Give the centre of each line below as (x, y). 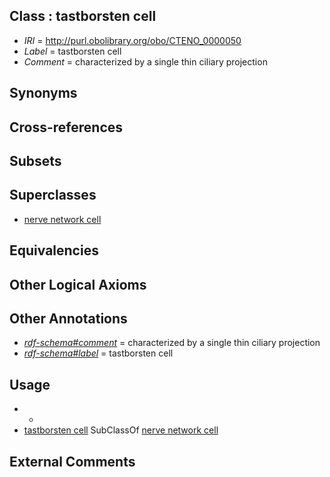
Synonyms (43, 93)
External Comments (72, 461)
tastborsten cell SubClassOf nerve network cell (121, 430)
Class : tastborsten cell (83, 16)
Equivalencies (54, 250)
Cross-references (66, 127)
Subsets (35, 160)
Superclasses (53, 195)
